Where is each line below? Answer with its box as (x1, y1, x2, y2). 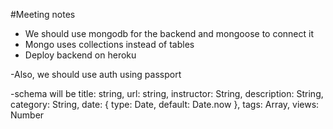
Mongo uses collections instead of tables (24, 39, 195, 50)
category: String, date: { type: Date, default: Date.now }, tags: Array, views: (10, 99, 320, 110)
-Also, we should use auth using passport (10, 69, 182, 80)
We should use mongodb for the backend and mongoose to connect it (24, 28, 314, 39)
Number (10, 109, 45, 121)
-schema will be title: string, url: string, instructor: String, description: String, (10, 88, 324, 99)
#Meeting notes (10, 9, 76, 20)
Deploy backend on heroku (24, 49, 137, 61)
